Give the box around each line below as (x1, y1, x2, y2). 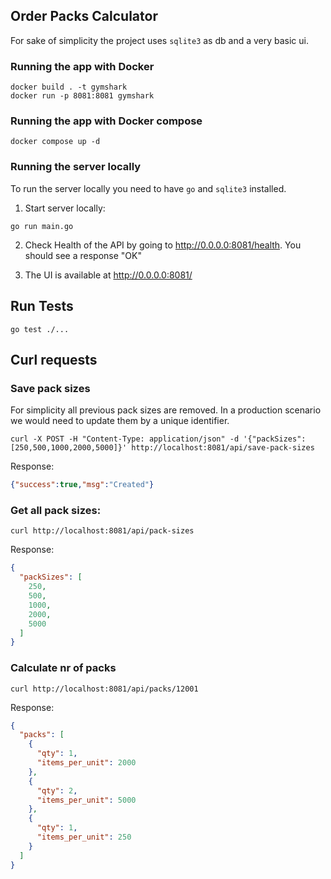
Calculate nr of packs (10, 661, 117, 675)
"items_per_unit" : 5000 (36, 795, 137, 805)
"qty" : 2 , (36, 785, 78, 796)
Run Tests (10, 298, 74, 315)
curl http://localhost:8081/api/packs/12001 (10, 684, 199, 694)
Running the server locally (10, 160, 142, 174)
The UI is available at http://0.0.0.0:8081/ (24, 269, 193, 281)
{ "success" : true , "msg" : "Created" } (10, 480, 155, 490)
